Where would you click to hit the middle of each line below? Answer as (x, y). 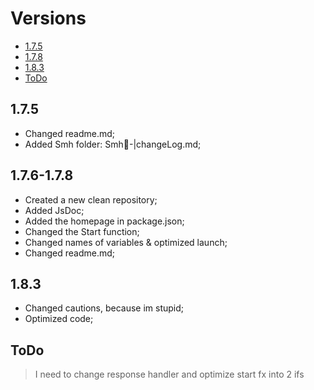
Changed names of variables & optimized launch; (126, 242)
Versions (48, 18)
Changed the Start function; (82, 231)
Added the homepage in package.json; (104, 221)
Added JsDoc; (54, 210)
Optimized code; (59, 319)
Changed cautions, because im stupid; (104, 308)
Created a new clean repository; (91, 199)
